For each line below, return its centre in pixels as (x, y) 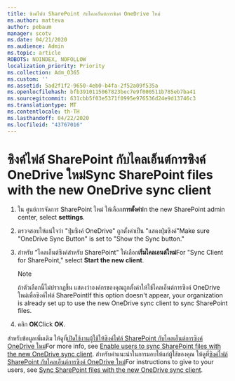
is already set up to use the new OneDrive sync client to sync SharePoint (122, 303)
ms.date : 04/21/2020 (38, 40)
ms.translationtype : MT (42, 105)
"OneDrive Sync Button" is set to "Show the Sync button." (101, 239)
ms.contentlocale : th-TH (43, 112)
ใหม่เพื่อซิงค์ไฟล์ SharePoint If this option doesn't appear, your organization (120, 295)
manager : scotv (29, 33)
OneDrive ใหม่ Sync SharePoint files (110, 174)
